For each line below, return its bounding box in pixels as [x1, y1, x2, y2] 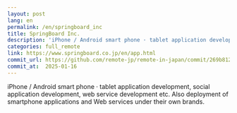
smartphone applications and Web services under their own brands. [7, 97, 205, 106]
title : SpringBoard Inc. [7, 30, 80, 37]
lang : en [7, 17, 33, 24]
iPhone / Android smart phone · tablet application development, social [7, 82, 210, 90]
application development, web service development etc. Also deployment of [7, 90, 229, 98]
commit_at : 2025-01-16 [7, 63, 78, 70]
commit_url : [7, 56, 42, 64]
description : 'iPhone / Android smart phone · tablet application [7, 37, 207, 44]
